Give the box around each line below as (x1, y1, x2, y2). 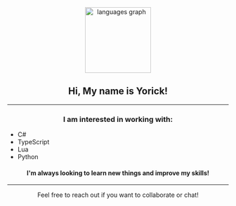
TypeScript (17, 138, 50, 146)
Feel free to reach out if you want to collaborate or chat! (37, 191, 199, 199)
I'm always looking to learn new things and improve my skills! (27, 168, 209, 177)
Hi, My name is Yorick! (67, 85, 169, 97)
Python (17, 153, 39, 161)
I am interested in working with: (63, 114, 173, 124)
